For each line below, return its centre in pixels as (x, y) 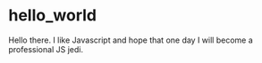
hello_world (53, 16)
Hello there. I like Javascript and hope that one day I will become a (131, 40)
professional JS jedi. (46, 49)
